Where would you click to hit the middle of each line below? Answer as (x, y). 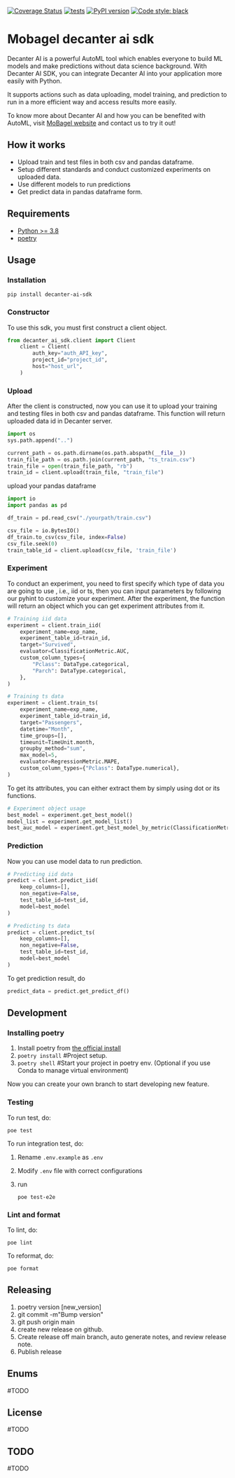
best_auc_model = (33, 828)
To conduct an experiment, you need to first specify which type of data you (116, 583)
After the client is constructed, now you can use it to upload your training (112, 406)
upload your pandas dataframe (52, 486)
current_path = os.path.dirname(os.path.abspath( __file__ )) (97, 453)
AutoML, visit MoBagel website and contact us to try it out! (92, 123)
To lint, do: (22, 1230)
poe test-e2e (36, 1197)
